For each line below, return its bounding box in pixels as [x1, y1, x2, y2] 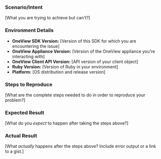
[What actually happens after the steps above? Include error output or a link [5, 143, 156, 149]
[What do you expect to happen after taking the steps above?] [5, 120, 129, 126]
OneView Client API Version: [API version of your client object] [12, 59, 139, 64]
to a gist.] [5, 148, 24, 154]
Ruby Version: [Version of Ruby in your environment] [12, 64, 118, 69]
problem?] [5, 97, 26, 103]
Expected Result [5, 109, 44, 116]
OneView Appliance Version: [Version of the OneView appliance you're [12, 48, 155, 54]
